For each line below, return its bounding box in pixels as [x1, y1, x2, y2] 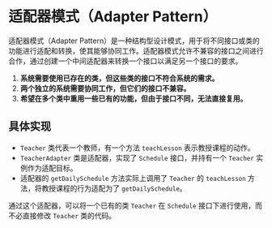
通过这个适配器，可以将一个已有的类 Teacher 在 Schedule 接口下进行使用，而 [8, 200, 263, 210]
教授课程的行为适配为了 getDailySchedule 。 [41, 183, 188, 193]
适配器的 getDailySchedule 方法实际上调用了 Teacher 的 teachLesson [19, 173, 246, 183]
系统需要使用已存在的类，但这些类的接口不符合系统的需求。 [19, 73, 219, 83]
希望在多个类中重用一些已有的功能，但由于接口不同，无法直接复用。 [19, 93, 248, 103]
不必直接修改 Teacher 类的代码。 [8, 210, 116, 220]
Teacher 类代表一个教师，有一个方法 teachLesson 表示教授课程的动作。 [19, 143, 255, 153]
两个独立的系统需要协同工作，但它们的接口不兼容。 [19, 83, 191, 93]
